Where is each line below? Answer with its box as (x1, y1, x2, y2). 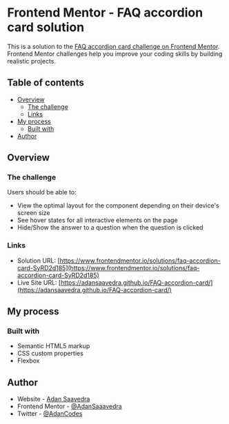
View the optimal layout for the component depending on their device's (17, 201, 219, 210)
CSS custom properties (17, 350, 84, 358)
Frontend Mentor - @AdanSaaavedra (17, 402, 122, 411)
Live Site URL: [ (17, 278, 61, 287)
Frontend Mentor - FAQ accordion (7, 5, 203, 21)
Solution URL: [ (17, 256, 60, 265)
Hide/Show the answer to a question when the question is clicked (17, 223, 203, 232)
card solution (7, 19, 85, 35)
